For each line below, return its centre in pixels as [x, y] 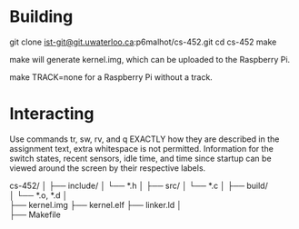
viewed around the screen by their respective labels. [108, 168]
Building [41, 17]
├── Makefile [35, 214]
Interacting [52, 114]
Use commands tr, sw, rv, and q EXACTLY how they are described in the [145, 139]
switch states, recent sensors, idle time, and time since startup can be [140, 158]
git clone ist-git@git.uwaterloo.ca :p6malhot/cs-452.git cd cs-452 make [143, 42]
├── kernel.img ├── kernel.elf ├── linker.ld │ [96, 204]
